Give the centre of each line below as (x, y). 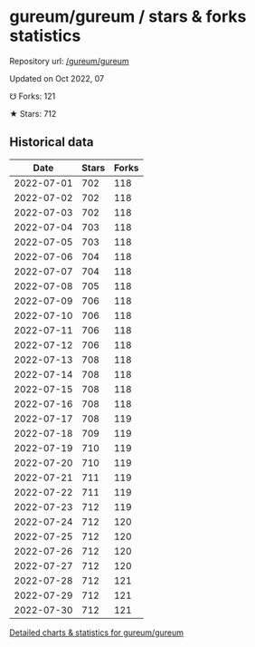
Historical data (52, 142)
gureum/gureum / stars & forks (128, 17)
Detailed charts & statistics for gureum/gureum (96, 633)
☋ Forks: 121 (33, 96)
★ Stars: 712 (33, 113)
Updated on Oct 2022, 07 (57, 78)
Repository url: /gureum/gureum (69, 61)
